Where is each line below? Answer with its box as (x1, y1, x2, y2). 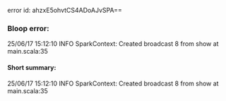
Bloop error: (7, 23, 49, 33)
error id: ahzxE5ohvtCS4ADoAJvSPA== (7, 6, 122, 14)
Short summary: (7, 63, 56, 71)
